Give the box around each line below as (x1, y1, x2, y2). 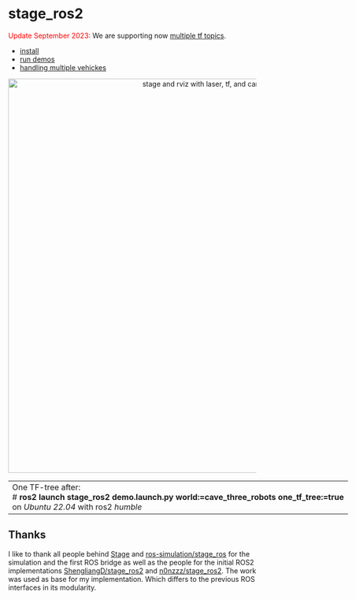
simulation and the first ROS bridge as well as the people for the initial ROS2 (8, 557, 254, 567)
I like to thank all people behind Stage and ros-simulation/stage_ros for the (8, 549, 250, 558)
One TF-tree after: (12, 482, 81, 493)
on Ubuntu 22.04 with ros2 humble (12, 501, 143, 512)
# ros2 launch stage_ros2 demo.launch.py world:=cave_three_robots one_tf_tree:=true (12, 491, 344, 502)
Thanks (8, 528, 46, 542)
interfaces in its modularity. (8, 583, 97, 592)
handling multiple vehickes (19, 62, 106, 72)
